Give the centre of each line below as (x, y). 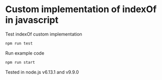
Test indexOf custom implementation (44, 34)
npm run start (20, 62)
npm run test (19, 43)
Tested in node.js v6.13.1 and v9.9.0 (42, 72)
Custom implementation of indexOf (81, 9)
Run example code (25, 53)
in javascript (32, 20)
